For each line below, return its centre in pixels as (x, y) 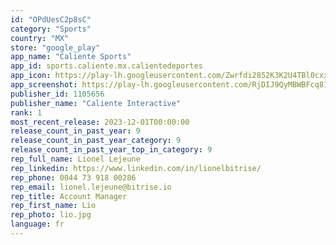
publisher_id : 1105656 (57, 94)
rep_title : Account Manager (69, 196)
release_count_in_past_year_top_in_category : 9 (111, 150)
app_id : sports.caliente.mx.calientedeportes (106, 66)
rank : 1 (26, 112)
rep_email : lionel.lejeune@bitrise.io (91, 187)
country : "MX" (40, 38)
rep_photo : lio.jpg (51, 215)
